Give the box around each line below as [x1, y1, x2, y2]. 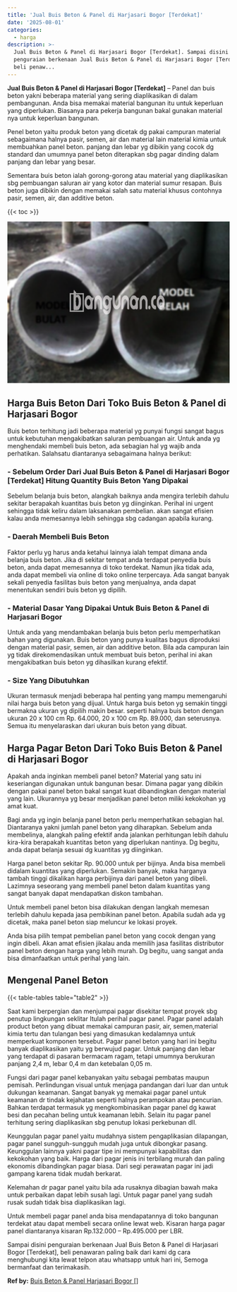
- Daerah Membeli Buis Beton [7, 532, 109, 542]
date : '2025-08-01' [7, 18, 65, 26]
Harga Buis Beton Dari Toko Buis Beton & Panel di [7, 397, 227, 409]
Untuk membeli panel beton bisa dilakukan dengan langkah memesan [7, 903, 209, 911]
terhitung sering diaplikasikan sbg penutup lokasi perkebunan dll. [7, 1118, 197, 1126]
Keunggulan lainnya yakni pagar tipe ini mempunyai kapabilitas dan [7, 1147, 202, 1155]
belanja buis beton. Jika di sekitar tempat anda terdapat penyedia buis [7, 555, 212, 564]
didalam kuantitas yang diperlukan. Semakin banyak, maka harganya [7, 867, 207, 875]
